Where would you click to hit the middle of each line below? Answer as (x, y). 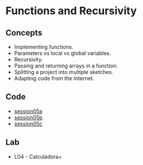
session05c (28, 124)
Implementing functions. (44, 47)
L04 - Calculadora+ (38, 156)
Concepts (24, 33)
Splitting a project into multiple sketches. (64, 72)
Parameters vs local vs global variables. (62, 53)
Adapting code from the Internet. (54, 78)
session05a (28, 111)
